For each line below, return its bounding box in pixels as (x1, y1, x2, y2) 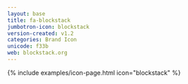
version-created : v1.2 (7, 29, 74, 37)
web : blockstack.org (7, 50, 68, 57)
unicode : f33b (7, 43, 49, 50)
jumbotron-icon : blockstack (7, 23, 90, 30)
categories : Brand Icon (7, 36, 77, 43)
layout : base (7, 10, 46, 17)
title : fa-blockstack (7, 17, 71, 24)
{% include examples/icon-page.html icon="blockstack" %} (7, 68, 181, 77)
